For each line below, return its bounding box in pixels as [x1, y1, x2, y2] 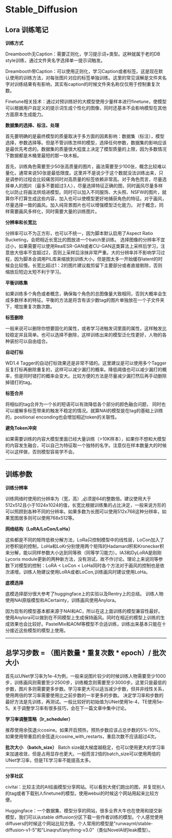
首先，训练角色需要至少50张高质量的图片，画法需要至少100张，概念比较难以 [5, 163, 166, 169]
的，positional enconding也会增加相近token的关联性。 [5, 414, 120, 420]
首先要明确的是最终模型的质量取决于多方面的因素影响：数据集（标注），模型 [5, 133, 165, 139]
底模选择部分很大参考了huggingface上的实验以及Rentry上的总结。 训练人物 [5, 590, 164, 597]
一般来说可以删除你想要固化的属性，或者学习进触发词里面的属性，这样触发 [5, 325, 162, 331]
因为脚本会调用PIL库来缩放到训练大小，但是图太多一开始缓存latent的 [14, 256, 159, 262]
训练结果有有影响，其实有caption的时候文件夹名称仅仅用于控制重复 [14, 81, 156, 87]
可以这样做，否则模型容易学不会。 [5, 449, 77, 454]
